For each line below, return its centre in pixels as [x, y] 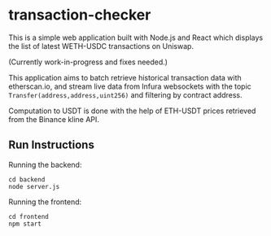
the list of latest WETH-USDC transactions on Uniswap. [101, 46]
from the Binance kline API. [54, 119]
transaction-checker [80, 15]
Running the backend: [45, 164]
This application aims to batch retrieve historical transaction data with [125, 77]
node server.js [34, 186]
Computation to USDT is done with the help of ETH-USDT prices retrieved [132, 111]
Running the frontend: [45, 202]
